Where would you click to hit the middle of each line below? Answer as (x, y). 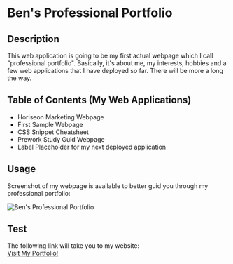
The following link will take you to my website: (73, 246)
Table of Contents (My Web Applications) (99, 100)
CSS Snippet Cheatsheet (53, 132)
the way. (20, 78)
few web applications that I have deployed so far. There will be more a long (115, 71)
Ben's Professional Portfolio (90, 13)
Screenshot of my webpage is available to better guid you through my (108, 186)
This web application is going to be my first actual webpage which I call (110, 55)
